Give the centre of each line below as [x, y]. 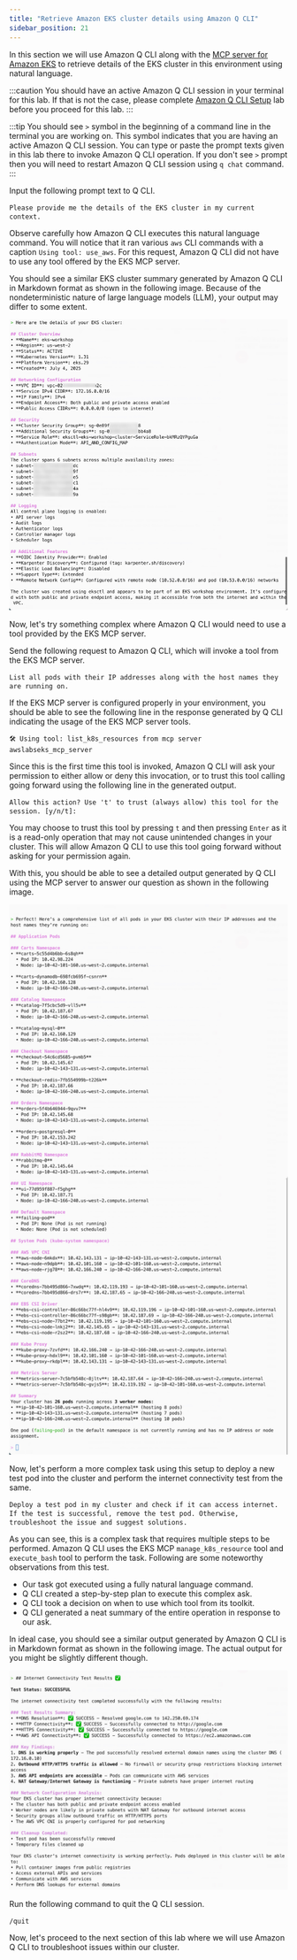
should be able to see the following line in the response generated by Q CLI [146, 712]
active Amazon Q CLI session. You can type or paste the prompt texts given [147, 145]
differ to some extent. [48, 306]
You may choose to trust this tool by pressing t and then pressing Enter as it [148, 828]
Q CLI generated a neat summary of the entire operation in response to [151, 1612]
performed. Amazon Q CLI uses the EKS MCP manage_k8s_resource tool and [146, 1548]
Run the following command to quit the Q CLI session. [107, 1904]
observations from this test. [59, 1567]
